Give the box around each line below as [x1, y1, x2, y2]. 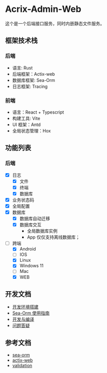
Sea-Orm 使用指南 [12, 310, 50, 316]
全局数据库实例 [27, 228, 58, 234]
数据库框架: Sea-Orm [12, 77, 55, 83]
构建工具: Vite [12, 115, 40, 121]
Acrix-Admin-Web [5, 3, 81, 15]
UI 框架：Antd [12, 122, 41, 127]
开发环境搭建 [12, 304, 38, 310]
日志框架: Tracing [12, 83, 48, 89]
